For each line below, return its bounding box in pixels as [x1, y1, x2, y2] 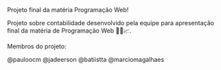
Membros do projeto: [7, 42, 67, 50]
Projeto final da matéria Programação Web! [7, 6, 129, 14]
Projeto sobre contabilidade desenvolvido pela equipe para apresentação [7, 19, 215, 27]
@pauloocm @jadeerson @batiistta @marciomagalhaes [7, 56, 165, 63]
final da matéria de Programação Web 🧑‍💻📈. [7, 27, 132, 35]
